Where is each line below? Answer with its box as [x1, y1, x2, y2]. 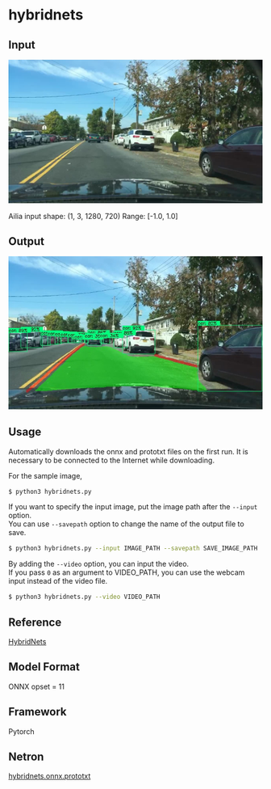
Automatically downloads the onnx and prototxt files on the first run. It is [8, 446, 248, 456]
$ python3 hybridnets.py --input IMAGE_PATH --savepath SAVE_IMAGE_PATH [8, 544, 258, 553]
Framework [8, 705, 67, 719]
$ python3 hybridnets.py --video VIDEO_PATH [8, 593, 161, 601]
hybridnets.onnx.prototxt [8, 771, 91, 781]
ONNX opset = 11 [8, 681, 65, 691]
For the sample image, [8, 470, 83, 480]
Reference [8, 615, 62, 629]
